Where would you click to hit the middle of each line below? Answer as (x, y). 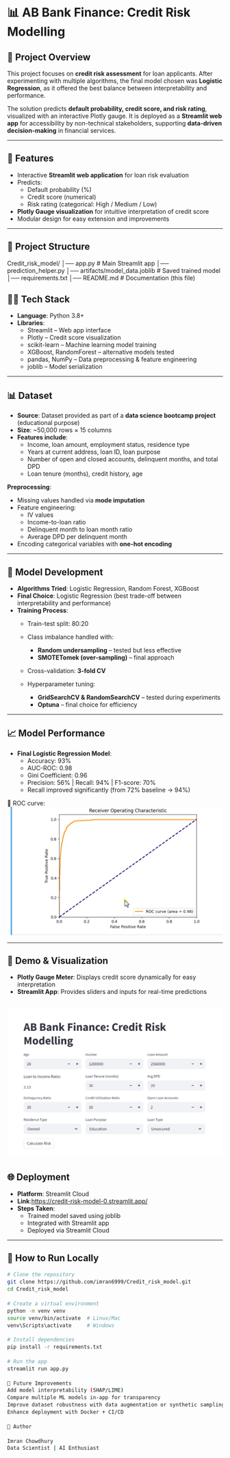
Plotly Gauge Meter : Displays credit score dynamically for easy (106, 977)
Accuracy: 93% (49, 760)
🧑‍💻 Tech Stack (39, 299)
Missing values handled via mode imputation (81, 500)
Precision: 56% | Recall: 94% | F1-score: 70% (91, 782)
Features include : (42, 437)
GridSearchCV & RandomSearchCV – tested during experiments (129, 697)
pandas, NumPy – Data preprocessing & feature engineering (112, 359)
